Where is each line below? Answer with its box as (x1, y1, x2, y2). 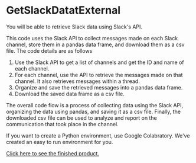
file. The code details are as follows (6, 47, 93, 54)
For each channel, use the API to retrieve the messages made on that (14, 71, 183, 78)
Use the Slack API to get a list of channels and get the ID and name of (14, 59, 184, 66)
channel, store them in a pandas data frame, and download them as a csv (6, 41, 185, 48)
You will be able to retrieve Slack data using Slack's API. (6, 23, 143, 30)
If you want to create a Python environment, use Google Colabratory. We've (6, 132, 190, 139)
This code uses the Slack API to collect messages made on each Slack (6, 34, 178, 41)
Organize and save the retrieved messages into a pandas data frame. (14, 84, 183, 91)
